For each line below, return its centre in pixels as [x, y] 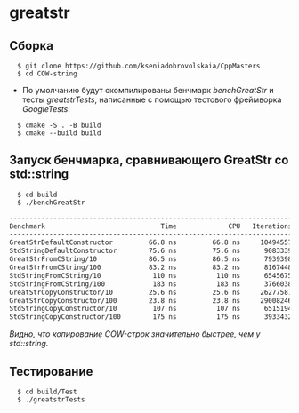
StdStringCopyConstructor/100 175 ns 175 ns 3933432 [151, 317]
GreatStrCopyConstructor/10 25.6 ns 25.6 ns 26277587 [151, 292]
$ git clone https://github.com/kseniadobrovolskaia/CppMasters [139, 66]
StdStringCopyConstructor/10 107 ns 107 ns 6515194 [151, 309]
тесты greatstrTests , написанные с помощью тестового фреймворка [152, 99]
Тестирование [51, 371]
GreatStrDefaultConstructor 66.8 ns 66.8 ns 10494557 [151, 242]
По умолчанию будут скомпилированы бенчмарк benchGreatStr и [148, 90]
